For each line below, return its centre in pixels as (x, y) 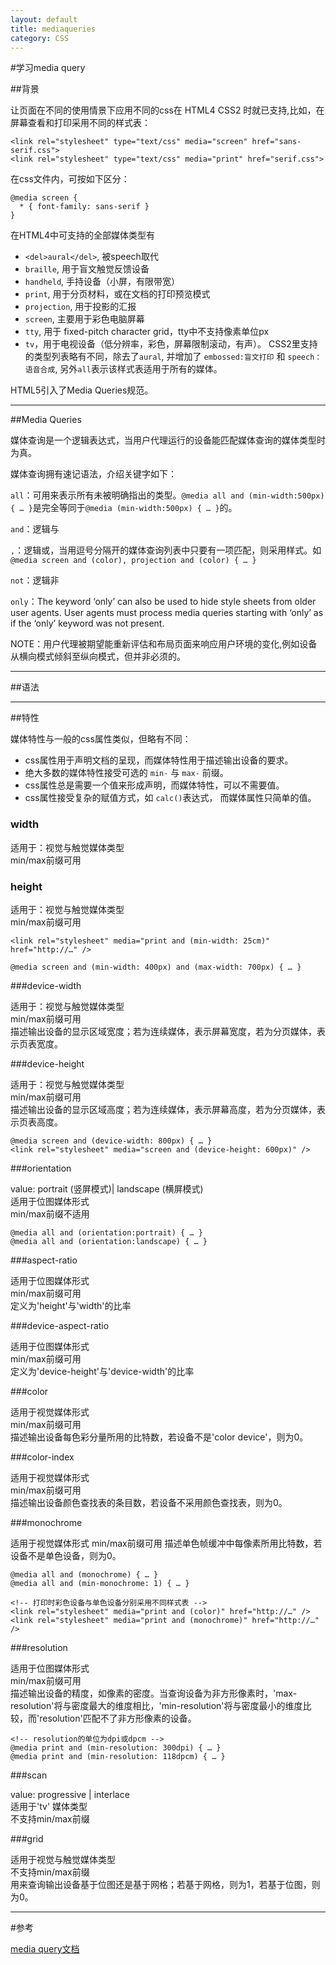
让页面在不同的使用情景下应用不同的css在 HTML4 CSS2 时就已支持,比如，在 (167, 110)
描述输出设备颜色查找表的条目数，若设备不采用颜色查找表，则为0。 (149, 1502)
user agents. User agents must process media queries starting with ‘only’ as (167, 613)
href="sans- (276, 142)
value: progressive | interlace (70, 1794)
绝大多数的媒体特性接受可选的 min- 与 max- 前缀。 (126, 773)
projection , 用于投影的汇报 (80, 307)
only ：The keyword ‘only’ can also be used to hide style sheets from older (163, 602)
